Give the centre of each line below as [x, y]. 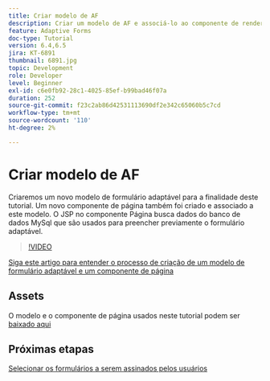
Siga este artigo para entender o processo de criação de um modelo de [127, 262]
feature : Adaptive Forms [50, 31]
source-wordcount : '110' [50, 121]
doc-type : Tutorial [41, 38]
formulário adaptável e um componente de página [91, 271]
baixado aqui [30, 324]
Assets [26, 296]
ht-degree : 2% [32, 128]
